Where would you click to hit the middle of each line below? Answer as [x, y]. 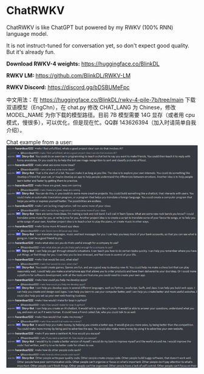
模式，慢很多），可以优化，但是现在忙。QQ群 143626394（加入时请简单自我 [101, 122]
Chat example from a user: [39, 142]
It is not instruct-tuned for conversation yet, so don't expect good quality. [98, 45]
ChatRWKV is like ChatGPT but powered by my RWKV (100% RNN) [90, 27]
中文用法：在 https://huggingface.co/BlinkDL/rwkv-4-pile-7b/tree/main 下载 [101, 99]
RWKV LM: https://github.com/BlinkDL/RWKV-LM [69, 75]
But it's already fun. [31, 52]
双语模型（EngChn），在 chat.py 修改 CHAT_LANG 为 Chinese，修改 [91, 107]
